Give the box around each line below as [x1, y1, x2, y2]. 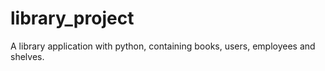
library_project [10, 7, 135, 30]
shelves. [10, 50, 45, 62]
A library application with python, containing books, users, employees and [10, 40, 316, 52]
